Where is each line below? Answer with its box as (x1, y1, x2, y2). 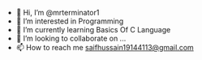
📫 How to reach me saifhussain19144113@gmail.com (15, 43, 195, 52)
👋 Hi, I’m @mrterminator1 (15, 8, 100, 17)
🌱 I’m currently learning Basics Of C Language (15, 25, 171, 34)
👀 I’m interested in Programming (15, 16, 124, 26)
